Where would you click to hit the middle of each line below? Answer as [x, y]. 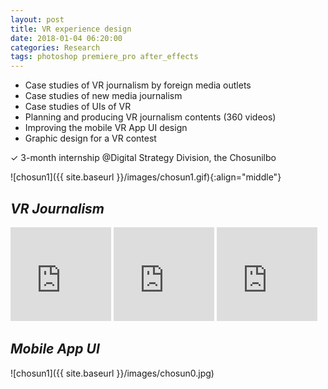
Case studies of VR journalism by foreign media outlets [138, 85]
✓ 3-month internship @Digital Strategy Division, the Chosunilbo [143, 158]
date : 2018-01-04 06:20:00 [66, 38]
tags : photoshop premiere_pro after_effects [104, 57]
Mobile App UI [55, 349]
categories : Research [55, 47]
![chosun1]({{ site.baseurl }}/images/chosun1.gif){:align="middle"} [146, 177]
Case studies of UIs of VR [78, 107]
